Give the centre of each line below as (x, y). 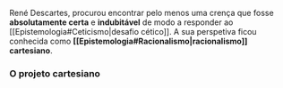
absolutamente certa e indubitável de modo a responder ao (121, 22)
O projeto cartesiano (55, 73)
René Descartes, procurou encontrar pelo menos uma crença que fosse (142, 13)
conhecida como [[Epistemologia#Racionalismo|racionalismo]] (129, 41)
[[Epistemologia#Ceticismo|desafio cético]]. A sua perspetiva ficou (133, 32)
